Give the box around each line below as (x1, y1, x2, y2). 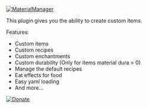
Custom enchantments (14, 53, 70, 59)
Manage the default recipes (14, 65, 82, 72)
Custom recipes (14, 46, 54, 53)
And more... (14, 84, 44, 91)
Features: (6, 28, 30, 36)
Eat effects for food (14, 72, 62, 78)
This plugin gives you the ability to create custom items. (6, 17, 142, 24)
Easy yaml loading (14, 78, 60, 85)
